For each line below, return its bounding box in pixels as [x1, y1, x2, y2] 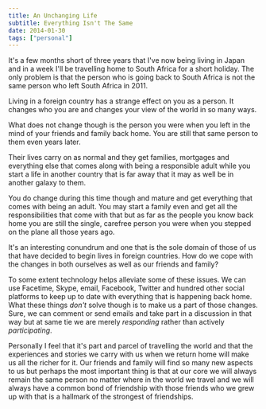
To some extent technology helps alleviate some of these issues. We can [8, 275, 246, 285]
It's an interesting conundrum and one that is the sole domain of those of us [8, 243, 256, 252]
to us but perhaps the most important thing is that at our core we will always [8, 367, 257, 376]
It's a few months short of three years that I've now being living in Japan [8, 56, 245, 65]
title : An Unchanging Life [8, 11, 98, 20]
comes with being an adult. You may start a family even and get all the [8, 202, 238, 212]
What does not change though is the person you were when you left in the [8, 120, 251, 130]
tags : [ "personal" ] [8, 33, 73, 42]
